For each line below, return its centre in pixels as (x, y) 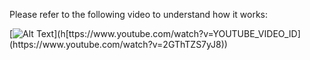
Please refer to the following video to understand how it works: (139, 14)
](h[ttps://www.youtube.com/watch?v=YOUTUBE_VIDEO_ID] (177, 33)
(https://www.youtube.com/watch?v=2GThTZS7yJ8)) (118, 44)
